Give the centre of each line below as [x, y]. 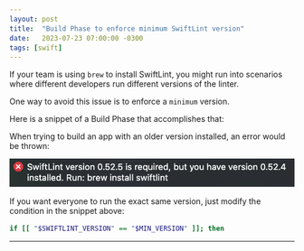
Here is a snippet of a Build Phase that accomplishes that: [117, 119]
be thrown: [29, 146]
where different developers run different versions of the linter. [124, 84]
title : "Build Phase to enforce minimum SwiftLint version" [127, 28]
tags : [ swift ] [36, 48]
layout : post [34, 19]
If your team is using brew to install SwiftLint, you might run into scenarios [146, 74]
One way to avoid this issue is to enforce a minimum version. [120, 102]
